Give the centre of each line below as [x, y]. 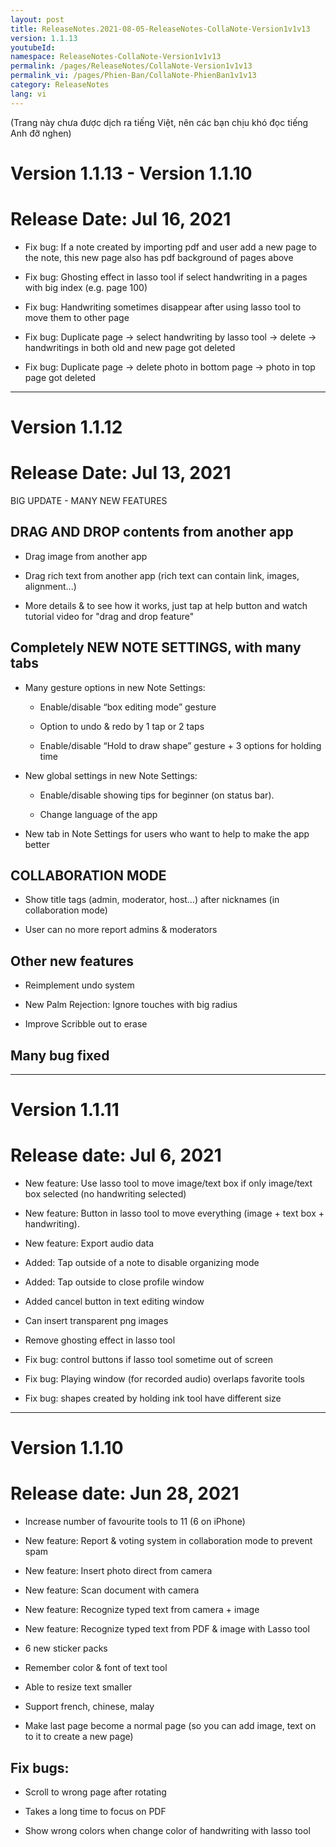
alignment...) [50, 586]
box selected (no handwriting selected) [105, 1194]
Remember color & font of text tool [96, 1668]
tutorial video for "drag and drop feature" [109, 616]
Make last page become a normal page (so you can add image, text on [170, 1726]
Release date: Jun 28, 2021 [125, 1493]
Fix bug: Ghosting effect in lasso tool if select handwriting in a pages [166, 277]
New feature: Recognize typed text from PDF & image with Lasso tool [167, 1629]
